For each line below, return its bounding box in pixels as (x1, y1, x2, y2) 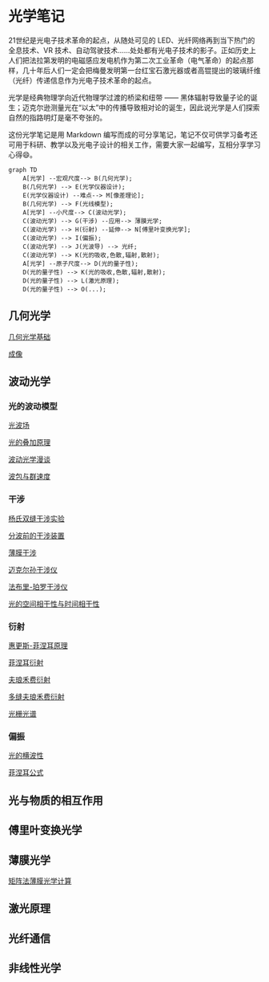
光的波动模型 (8, 401, 58, 412)
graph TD (8, 165, 38, 173)
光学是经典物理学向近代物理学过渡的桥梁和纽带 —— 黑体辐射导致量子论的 (8, 92, 251, 102)
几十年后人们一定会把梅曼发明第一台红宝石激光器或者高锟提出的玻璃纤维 (22, 65, 261, 75)
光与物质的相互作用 (8, 793, 103, 807)
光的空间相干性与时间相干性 (8, 599, 100, 609)
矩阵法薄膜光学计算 (8, 876, 72, 886)
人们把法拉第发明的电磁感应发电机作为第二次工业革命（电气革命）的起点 (8, 55, 247, 65)
